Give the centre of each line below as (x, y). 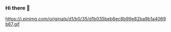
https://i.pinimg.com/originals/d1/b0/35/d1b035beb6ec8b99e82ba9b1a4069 (86, 19)
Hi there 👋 (18, 8)
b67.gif (13, 24)
